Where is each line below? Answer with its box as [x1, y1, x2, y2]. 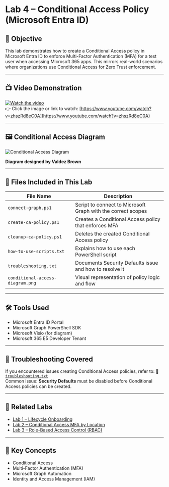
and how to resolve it [75, 266, 125, 273]
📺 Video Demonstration [5, 84, 82, 92]
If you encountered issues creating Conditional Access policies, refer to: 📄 [5, 368, 159, 374]
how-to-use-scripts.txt [8, 249, 65, 255]
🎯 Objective [5, 34, 42, 43]
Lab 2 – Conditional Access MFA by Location [12, 421, 105, 427]
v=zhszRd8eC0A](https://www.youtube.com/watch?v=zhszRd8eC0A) [5, 113, 150, 119]
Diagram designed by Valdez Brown [5, 158, 81, 165]
